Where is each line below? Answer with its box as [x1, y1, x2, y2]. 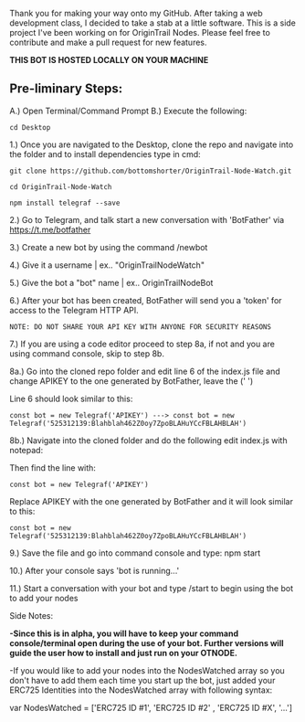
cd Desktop [9, 122, 51, 132]
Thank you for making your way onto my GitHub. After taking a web [9, 8, 263, 18]
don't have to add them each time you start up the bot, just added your [9, 674, 276, 685]
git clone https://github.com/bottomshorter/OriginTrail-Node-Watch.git [9, 166, 292, 175]
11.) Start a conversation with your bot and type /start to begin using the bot [9, 582, 294, 593]
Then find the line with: [9, 462, 96, 473]
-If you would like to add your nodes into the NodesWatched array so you [9, 664, 285, 675]
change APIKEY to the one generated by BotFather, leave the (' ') [9, 375, 254, 387]
